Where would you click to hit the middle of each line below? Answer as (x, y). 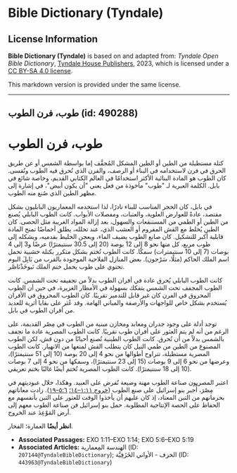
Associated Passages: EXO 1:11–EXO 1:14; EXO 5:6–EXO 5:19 (106, 440)
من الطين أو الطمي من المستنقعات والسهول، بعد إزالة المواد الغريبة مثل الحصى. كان (118, 222)
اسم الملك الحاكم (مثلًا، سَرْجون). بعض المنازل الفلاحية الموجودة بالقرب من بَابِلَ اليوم (118, 259)
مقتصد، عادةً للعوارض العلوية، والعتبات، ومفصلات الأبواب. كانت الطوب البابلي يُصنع (115, 214)
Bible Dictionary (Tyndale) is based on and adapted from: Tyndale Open (113, 56)
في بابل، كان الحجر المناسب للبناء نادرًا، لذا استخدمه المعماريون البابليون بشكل (110, 207)
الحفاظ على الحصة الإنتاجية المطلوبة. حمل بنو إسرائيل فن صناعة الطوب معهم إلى (114, 405)
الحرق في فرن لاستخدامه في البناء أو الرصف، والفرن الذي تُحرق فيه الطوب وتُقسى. (117, 171)
